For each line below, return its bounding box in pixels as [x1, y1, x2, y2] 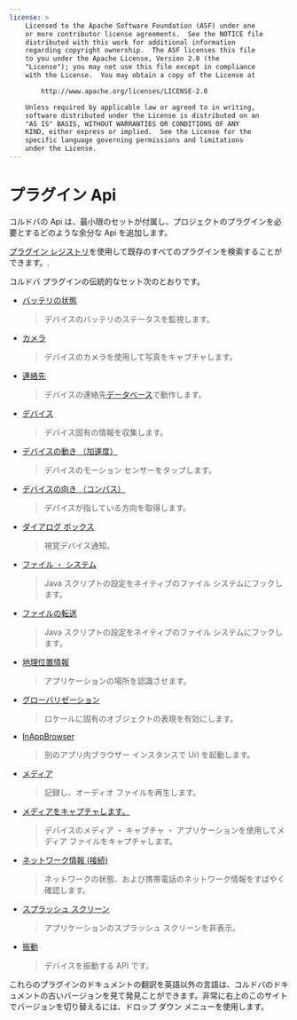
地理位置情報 [21, 656, 69, 667]
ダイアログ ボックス [21, 521, 95, 532]
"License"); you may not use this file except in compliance [25, 63, 255, 72]
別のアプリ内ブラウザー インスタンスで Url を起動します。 [43, 749, 255, 760]
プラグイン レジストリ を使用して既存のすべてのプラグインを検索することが [9, 246, 282, 257]
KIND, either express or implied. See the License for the [25, 128, 252, 137]
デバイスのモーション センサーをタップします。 [43, 464, 217, 475]
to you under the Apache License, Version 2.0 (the [25, 54, 220, 63]
